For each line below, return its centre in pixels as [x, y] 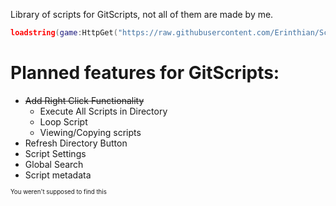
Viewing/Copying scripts [90, 132]
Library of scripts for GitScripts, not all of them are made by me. [142, 14]
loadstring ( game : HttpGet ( [64, 33]
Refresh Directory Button [76, 143]
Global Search [54, 164]
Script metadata [58, 175]
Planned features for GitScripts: [145, 73]
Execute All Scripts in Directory [103, 111]
